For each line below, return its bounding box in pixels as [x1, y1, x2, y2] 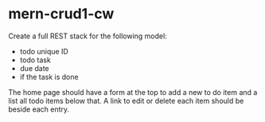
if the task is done [19, 72, 79, 81]
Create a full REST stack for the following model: [8, 31, 167, 41]
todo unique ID [19, 46, 69, 56]
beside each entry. [8, 104, 70, 114]
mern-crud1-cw [8, 5, 115, 23]
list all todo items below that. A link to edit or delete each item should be [8, 96, 244, 105]
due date [19, 63, 49, 73]
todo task [19, 55, 52, 65]
